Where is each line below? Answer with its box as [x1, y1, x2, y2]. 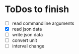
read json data [12, 26, 42, 32]
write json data [12, 32, 43, 38]
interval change [12, 43, 45, 49]
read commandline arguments [12, 20, 74, 26]
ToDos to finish [5, 4, 69, 15]
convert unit [12, 37, 37, 43]
